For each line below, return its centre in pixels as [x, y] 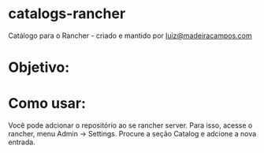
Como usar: [47, 104]
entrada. [22, 142]
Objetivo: [39, 67]
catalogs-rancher [67, 14]
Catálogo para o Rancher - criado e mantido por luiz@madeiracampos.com [130, 35]
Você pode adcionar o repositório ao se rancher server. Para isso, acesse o [130, 125]
